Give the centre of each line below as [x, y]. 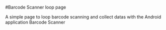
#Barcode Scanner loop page [36, 7]
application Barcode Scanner [35, 22]
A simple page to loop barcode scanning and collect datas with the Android [83, 17]
